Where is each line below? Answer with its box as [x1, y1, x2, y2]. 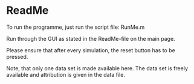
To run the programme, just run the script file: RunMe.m [6, 23, 145, 31]
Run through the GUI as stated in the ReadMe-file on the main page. [6, 35, 175, 42]
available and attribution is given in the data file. [6, 71, 126, 78]
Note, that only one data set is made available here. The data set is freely [6, 64, 189, 72]
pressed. [6, 53, 28, 60]
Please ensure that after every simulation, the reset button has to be [6, 46, 175, 54]
